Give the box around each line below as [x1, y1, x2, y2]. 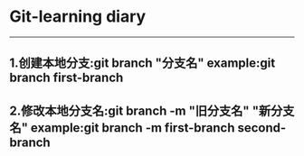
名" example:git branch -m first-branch [9, 120, 235, 135]
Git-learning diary [9, 6, 147, 27]
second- [237, 120, 287, 135]
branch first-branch [9, 70, 124, 86]
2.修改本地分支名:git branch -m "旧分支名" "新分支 [9, 103, 295, 118]
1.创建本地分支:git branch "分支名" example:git [9, 56, 276, 71]
